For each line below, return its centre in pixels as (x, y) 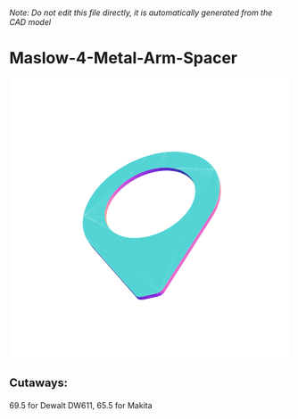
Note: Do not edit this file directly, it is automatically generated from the (141, 12)
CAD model (30, 21)
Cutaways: (39, 382)
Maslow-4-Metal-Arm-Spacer (124, 58)
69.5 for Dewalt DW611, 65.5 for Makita (81, 405)
